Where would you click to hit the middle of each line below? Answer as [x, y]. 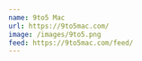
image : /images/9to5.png [55, 34]
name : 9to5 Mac [37, 17]
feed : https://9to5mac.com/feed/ [71, 43]
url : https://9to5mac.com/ [59, 26]
